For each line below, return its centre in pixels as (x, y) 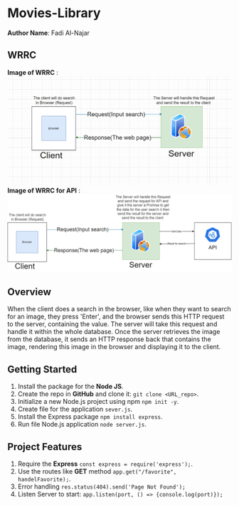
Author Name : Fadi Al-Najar (49, 33)
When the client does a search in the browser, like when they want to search (119, 309)
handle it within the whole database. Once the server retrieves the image (114, 332)
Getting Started (42, 369)
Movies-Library (54, 13)
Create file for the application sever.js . (75, 409)
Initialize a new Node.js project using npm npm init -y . (98, 402)
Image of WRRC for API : (44, 191)
